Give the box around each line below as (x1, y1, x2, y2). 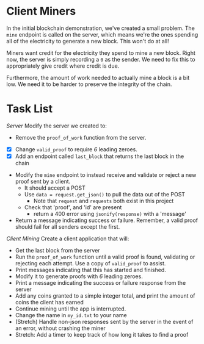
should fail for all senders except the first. (15, 223, 120, 230)
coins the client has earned (15, 299, 84, 306)
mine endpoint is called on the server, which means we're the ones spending (6, 30, 199, 38)
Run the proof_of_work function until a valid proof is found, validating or (15, 253, 195, 260)
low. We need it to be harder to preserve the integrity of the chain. (6, 81, 172, 88)
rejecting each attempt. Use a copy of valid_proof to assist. (15, 260, 166, 267)
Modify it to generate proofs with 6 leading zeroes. (15, 273, 144, 280)
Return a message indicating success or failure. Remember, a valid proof (15, 217, 199, 224)
